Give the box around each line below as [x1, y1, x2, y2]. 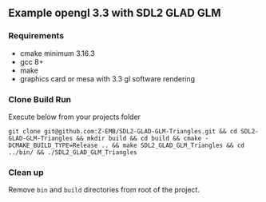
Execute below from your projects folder [8, 112, 141, 121]
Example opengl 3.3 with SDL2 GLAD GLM [8, 6, 221, 20]
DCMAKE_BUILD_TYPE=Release [8, 141, 98, 149]
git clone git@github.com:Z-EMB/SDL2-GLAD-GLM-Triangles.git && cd [8, 127, 238, 135]
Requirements [8, 30, 65, 42]
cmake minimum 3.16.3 [19, 48, 95, 58]
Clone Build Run [8, 93, 72, 105]
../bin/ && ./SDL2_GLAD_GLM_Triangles [8, 148, 137, 156]
